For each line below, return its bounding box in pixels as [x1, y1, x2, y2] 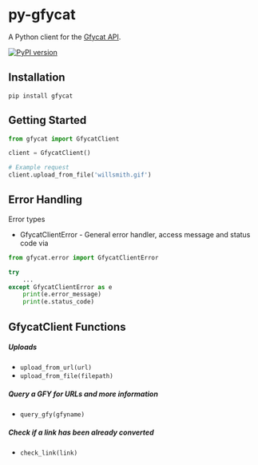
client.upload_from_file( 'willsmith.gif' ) [8, 171, 152, 179]
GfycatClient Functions [8, 320, 126, 333]
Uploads [8, 342, 38, 352]
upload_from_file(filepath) [19, 372, 113, 380]
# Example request [8, 164, 69, 172]
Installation [8, 70, 65, 85]
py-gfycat [8, 6, 76, 24]
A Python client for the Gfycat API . [8, 32, 121, 42]
